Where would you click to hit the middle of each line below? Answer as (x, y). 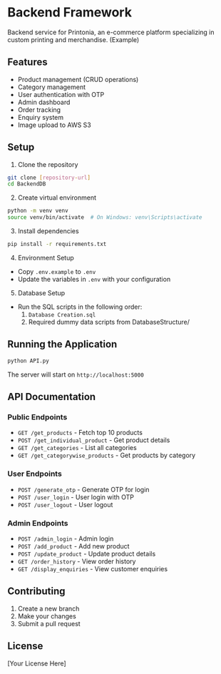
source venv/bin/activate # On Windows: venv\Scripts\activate (105, 218)
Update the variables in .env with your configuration (94, 279)
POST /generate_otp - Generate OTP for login (83, 489)
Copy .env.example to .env (57, 271)
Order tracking (39, 109)
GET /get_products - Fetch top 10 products (80, 433)
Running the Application (62, 344)
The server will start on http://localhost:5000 (76, 374)
